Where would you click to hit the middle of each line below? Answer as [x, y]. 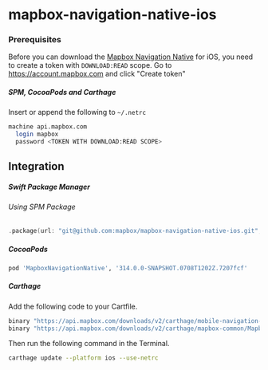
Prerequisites [35, 40]
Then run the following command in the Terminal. [89, 344]
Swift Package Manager [49, 187]
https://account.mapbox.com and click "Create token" [97, 74]
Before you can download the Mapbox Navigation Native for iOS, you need [131, 57]
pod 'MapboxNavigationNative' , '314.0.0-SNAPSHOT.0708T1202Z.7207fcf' [128, 268]
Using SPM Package [42, 207]
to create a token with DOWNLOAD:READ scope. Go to [90, 65]
